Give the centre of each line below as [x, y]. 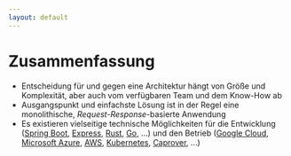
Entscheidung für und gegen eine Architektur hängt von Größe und [143, 86]
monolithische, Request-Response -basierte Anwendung [124, 114]
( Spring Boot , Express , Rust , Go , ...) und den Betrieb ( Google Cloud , [145, 133]
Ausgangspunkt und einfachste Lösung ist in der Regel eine [130, 105]
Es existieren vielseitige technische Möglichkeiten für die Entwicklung [148, 123]
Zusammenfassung [82, 61]
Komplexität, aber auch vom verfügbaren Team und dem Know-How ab [152, 95]
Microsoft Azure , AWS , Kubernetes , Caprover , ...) [110, 142]
